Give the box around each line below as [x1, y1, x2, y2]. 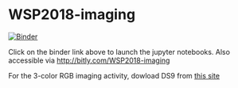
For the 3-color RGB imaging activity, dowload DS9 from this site [8, 71, 220, 80]
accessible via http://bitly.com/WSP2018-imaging [8, 55, 170, 65]
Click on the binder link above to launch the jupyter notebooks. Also [8, 47, 231, 56]
